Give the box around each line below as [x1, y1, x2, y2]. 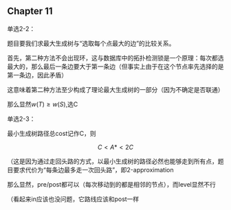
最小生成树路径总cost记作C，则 [7, 129, 96, 137]
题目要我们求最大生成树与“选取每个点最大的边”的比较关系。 [7, 39, 175, 47]
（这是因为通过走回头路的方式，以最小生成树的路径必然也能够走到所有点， [7, 157, 218, 165]
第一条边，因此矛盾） [7, 71, 67, 79]
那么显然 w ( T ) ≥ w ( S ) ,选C [7, 100, 78, 108]
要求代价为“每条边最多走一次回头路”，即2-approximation [12, 165, 174, 174]
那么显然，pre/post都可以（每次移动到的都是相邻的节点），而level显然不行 [7, 180, 217, 188]
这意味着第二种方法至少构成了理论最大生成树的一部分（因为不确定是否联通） [7, 85, 224, 93]
